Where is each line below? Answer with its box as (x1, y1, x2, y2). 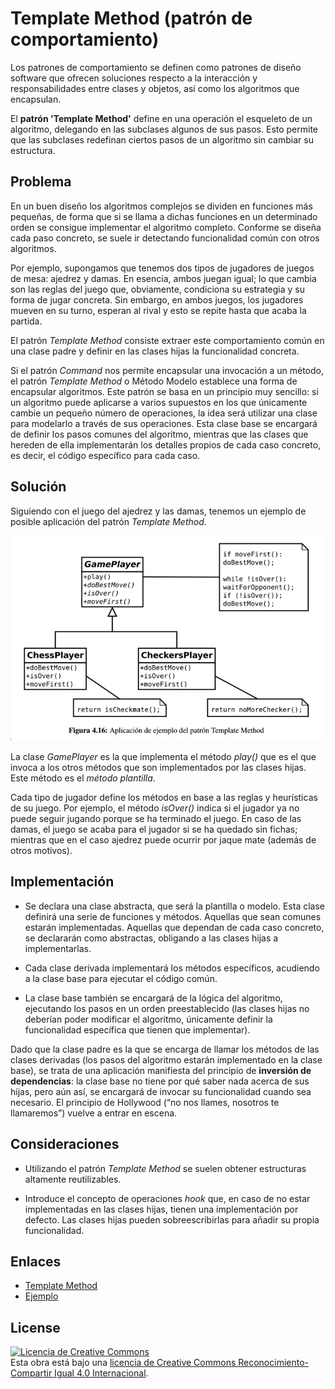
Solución (10, 478, 67, 496)
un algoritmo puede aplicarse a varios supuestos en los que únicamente (10, 396, 308, 408)
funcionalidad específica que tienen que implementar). (24, 1023, 251, 1036)
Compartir (10, 1367, 53, 1379)
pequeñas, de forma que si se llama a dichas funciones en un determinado (10, 210, 318, 222)
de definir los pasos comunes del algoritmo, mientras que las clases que (10, 428, 309, 440)
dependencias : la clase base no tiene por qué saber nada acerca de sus (10, 1075, 310, 1087)
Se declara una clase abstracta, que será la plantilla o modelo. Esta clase (24, 900, 325, 912)
